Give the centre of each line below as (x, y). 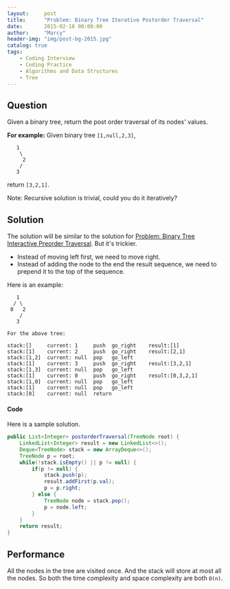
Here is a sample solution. (44, 425)
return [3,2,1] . (28, 185)
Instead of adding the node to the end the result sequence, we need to (117, 264)
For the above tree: (37, 334)
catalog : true (27, 45)
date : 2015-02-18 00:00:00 (55, 26)
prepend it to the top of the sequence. (71, 271)
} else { (44, 495)
